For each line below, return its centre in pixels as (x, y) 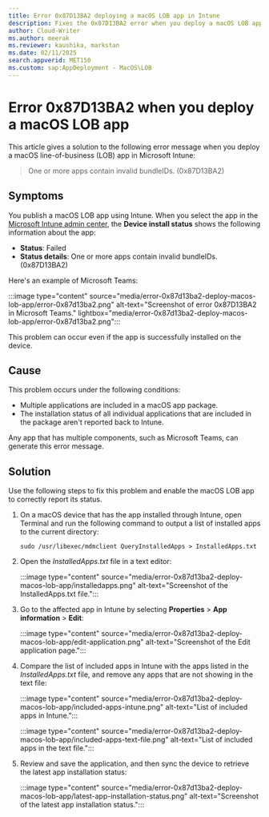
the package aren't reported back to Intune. (92, 422)
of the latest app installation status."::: (82, 805)
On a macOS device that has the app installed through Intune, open (130, 515)
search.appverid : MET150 (50, 61)
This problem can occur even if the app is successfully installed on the (125, 336)
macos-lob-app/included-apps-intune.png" (92, 707)
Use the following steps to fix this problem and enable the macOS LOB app (131, 491)
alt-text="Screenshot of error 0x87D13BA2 (187, 304)
